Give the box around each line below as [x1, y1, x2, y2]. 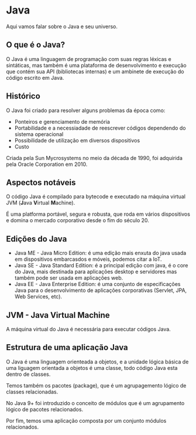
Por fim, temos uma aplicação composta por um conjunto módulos [6, 417, 167, 424]
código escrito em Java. [6, 74, 64, 81]
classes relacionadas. [6, 388, 59, 395]
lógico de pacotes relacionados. [6, 406, 84, 413]
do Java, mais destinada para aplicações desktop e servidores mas [14, 268, 177, 276]
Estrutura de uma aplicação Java [6, 342, 129, 352]
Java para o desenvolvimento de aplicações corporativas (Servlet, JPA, [14, 287, 187, 294]
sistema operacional [14, 130, 64, 138]
